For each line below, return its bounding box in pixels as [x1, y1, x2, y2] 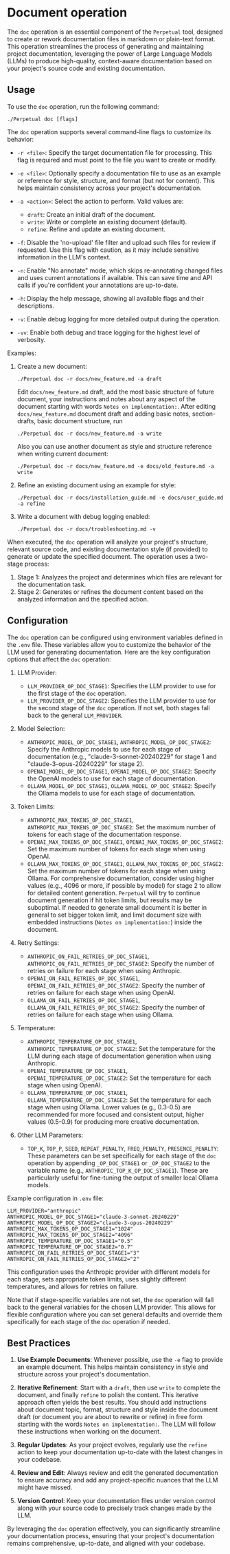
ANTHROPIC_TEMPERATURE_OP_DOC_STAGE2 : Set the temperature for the [27, 1044, 216, 1052]
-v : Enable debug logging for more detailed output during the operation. [16, 315, 220, 323]
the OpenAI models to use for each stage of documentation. [27, 774, 198, 783]
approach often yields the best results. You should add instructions [16, 1398, 207, 1407]
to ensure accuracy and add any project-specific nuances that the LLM [16, 1476, 218, 1484]
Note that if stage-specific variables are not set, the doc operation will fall [7, 1295, 214, 1303]
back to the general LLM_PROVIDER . [27, 711, 124, 719]
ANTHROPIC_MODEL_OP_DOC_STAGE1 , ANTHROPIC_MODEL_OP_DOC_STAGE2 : [27, 738, 211, 746]
